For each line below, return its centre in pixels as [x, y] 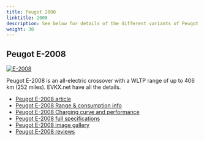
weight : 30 [20, 29]
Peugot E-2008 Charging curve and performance [77, 112]
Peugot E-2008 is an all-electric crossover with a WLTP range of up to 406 [100, 81]
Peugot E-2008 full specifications [58, 119]
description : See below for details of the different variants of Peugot [103, 23]
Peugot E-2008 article [43, 99]
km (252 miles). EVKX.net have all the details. [64, 87]
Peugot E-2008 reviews [45, 132]
